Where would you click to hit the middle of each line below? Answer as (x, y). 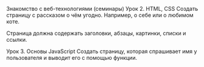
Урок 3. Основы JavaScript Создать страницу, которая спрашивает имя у (102, 51)
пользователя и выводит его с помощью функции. (72, 58)
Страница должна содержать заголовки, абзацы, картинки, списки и (96, 33)
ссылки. (17, 40)
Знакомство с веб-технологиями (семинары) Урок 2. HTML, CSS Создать (102, 9)
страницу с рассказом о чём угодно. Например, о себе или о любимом (100, 15)
